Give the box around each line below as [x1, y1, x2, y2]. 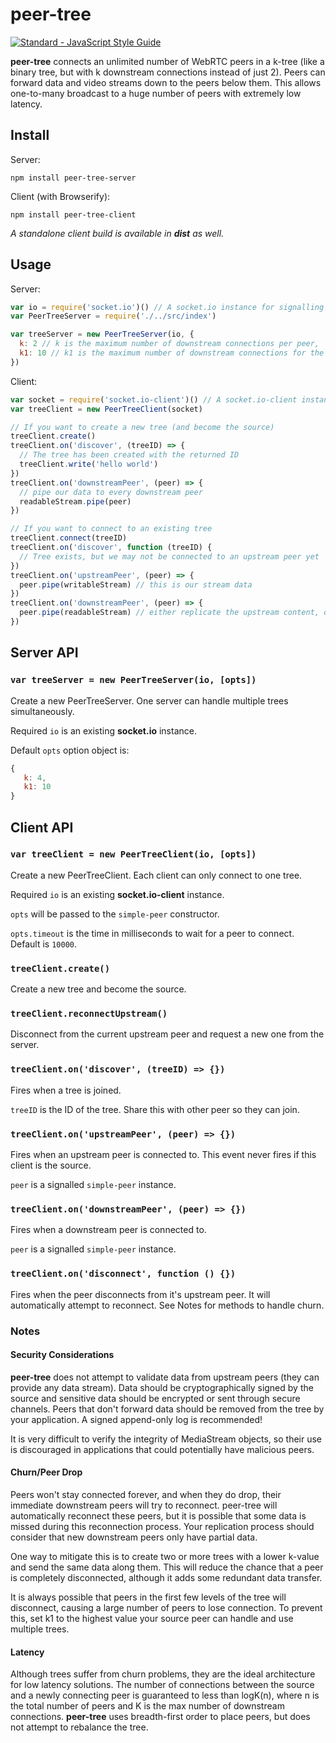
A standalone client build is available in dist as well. [10, 227, 225, 239]
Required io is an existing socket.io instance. [10, 724, 197, 737]
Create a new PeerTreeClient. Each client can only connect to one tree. [10, 869, 303, 881]
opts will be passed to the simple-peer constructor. [10, 908, 220, 920]
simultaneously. [10, 705, 75, 717]
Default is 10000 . [10, 938, 78, 950]
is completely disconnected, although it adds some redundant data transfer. [10, 1571, 323, 1583]
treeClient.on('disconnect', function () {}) [10, 1268, 237, 1280]
